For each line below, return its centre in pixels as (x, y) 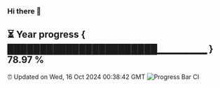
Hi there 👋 (25, 11)
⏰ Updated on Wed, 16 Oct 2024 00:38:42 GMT (76, 77)
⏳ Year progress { (47, 35)
